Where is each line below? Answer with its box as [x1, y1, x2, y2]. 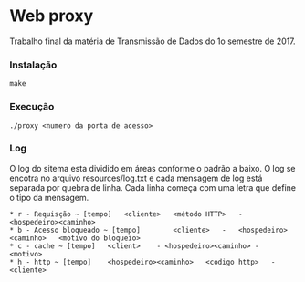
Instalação [9, 58, 58, 71]
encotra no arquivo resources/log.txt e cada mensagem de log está [9, 172, 263, 183]
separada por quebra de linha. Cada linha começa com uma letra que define [9, 182, 297, 193]
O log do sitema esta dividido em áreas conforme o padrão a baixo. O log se [9, 162, 296, 173]
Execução [9, 100, 55, 113]
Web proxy [9, 5, 94, 26]
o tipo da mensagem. [9, 192, 89, 203]
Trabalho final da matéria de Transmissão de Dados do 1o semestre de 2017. [9, 36, 296, 47]
